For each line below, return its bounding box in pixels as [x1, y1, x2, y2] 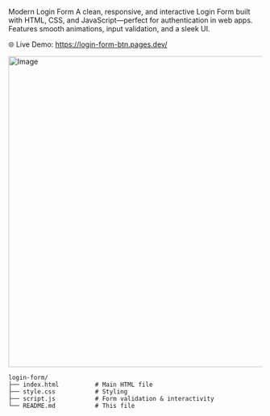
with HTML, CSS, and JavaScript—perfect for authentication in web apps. [8, 15, 253, 25]
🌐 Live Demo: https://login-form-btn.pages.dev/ [8, 40, 168, 49]
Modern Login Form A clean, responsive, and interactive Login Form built [8, 7, 251, 16]
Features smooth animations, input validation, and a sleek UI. [8, 24, 211, 33]
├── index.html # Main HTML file [8, 381, 153, 389]
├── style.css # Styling [8, 388, 128, 396]
